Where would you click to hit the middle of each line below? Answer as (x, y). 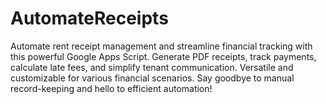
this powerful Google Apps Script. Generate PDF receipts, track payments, (163, 56)
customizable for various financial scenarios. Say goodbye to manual (152, 78)
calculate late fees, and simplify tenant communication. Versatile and (152, 67)
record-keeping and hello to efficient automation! (111, 88)
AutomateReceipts (89, 18)
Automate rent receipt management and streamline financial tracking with (161, 46)
